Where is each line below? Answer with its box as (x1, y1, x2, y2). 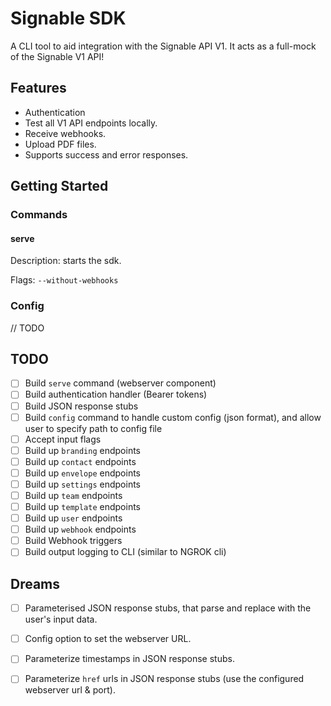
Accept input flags (24, 433, 102, 445)
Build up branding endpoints (24, 444, 141, 456)
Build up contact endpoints (24, 455, 137, 467)
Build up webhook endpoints (24, 523, 137, 536)
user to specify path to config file (24, 422, 163, 434)
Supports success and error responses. (24, 148, 189, 161)
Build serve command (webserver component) (24, 377, 217, 389)
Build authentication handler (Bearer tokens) (24, 388, 208, 401)
